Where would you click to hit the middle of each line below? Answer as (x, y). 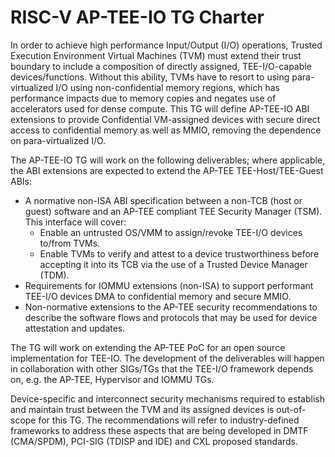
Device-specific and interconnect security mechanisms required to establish (167, 398)
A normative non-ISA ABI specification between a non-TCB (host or (163, 200)
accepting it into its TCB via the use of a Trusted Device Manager (173, 264)
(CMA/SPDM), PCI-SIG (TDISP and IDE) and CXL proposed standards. (154, 441)
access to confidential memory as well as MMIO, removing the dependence (166, 130)
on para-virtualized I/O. (58, 140)
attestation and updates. (75, 328)
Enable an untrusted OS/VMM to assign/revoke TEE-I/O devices (171, 232)
